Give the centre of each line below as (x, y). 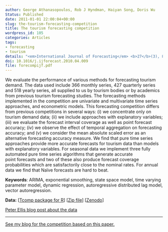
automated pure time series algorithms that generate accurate (69, 154)
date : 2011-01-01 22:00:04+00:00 (40, 19)
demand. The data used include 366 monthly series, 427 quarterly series (80, 85)
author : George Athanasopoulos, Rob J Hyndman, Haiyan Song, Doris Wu (80, 10)
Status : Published (24, 14)
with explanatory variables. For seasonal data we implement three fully (78, 149)
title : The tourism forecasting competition (52, 28)
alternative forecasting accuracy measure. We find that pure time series (79, 138)
